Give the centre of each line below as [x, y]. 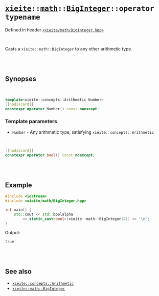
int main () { [18, 210]
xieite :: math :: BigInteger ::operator [80, 9]
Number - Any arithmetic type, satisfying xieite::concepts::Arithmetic [83, 132]
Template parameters [31, 122]
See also [18, 271]
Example [19, 185]
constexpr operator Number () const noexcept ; [52, 109]
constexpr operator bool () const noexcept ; [50, 155]
